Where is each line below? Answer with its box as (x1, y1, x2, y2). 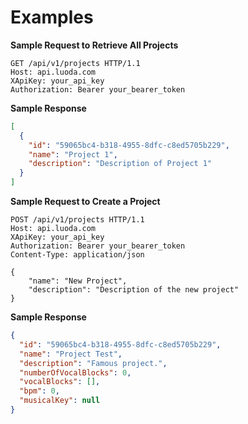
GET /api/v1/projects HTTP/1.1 (10, 58, 141, 68)
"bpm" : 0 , (19, 386, 60, 396)
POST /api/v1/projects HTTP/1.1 (10, 215, 145, 225)
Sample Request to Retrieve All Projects (10, 39, 179, 51)
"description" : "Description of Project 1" (28, 159, 213, 169)
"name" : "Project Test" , (19, 349, 123, 359)
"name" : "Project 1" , (28, 149, 118, 160)
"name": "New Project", (28, 276, 128, 286)
